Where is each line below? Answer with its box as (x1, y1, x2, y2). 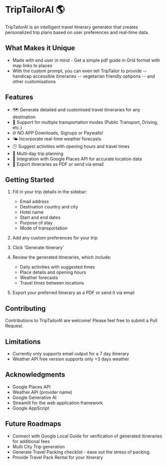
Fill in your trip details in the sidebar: (12, 189, 87, 195)
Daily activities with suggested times (19, 264, 95, 270)
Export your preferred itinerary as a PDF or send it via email (12, 290, 135, 296)
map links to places (12, 62, 52, 68)
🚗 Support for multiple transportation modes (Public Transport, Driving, (12, 119, 159, 125)
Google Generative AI (12, 394, 57, 400)
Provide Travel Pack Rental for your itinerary (12, 454, 103, 460)
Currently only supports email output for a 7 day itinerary (12, 351, 130, 356)
